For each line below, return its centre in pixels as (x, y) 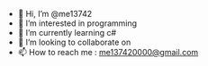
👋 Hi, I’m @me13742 (55, 14)
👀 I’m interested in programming (77, 23)
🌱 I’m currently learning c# (67, 33)
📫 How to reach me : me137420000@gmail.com (108, 52)
